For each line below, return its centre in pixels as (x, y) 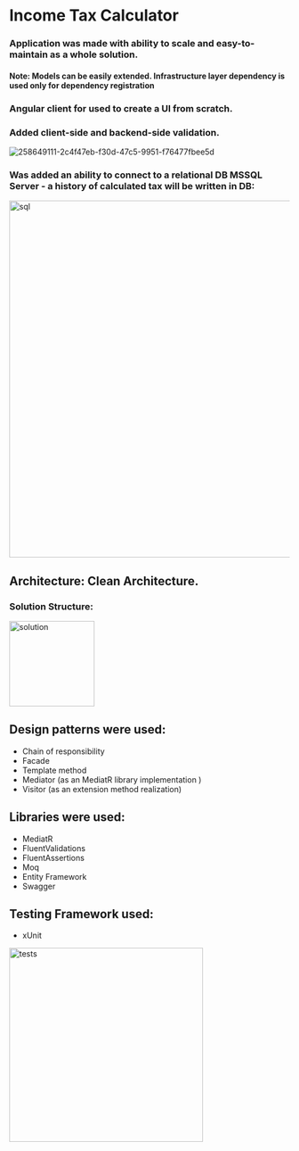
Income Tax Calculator (94, 16)
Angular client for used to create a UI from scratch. (121, 108)
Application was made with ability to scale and (112, 44)
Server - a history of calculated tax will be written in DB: (132, 186)
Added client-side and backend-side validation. (114, 132)
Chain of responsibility (63, 751)
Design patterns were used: (88, 729)
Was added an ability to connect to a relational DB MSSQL (136, 175)
